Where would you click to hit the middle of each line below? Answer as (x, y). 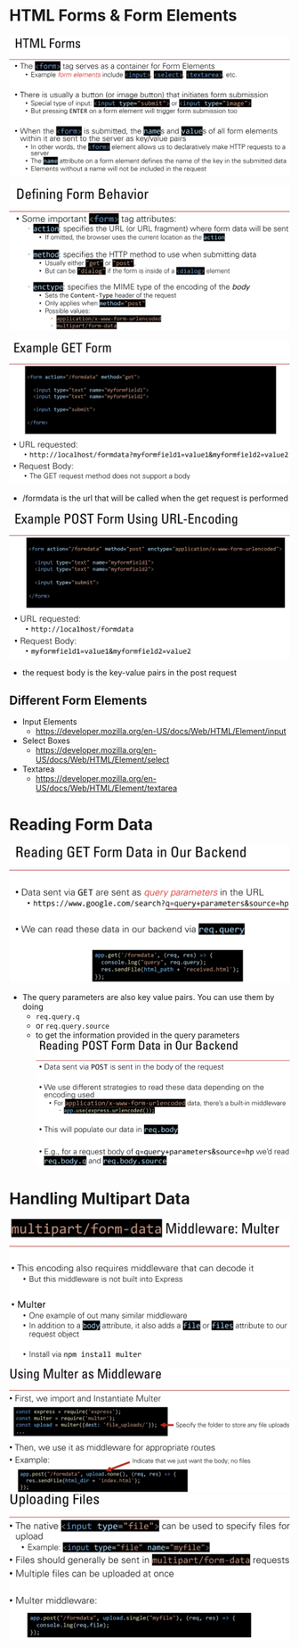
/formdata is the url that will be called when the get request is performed (155, 498)
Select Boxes (46, 741)
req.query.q (57, 1017)
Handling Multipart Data (100, 1199)
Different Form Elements (78, 700)
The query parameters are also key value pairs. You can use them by (148, 997)
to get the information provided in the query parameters (137, 1035)
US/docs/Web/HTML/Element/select (102, 760)
